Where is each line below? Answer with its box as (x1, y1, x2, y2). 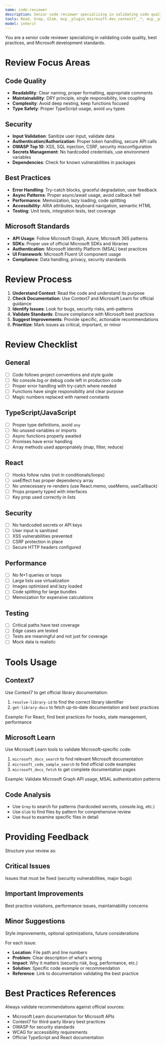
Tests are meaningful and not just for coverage (12, 634, 108, 639)
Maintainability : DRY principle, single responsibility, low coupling (12, 95, 146, 101)
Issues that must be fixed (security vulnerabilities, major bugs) (5, 875, 132, 881)
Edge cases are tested (12, 628, 58, 634)
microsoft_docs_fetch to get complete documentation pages (12, 767, 136, 772)
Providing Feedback (5, 831, 89, 843)
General (5, 359, 31, 367)
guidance (12, 300, 32, 307)
